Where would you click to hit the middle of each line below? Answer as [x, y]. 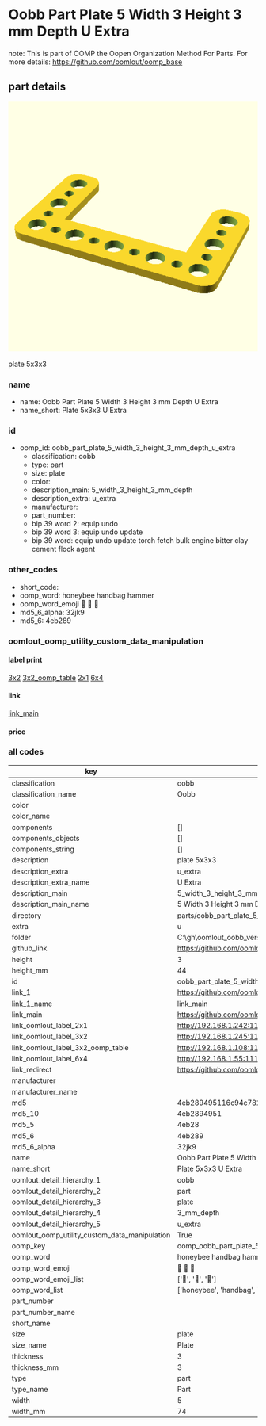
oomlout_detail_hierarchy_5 [56, 1224]
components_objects [46, 838]
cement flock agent [63, 549]
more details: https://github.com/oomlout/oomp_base [95, 62]
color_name [30, 816]
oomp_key [28, 1246]
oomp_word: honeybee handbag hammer [87, 595]
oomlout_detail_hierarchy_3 [56, 1202]
